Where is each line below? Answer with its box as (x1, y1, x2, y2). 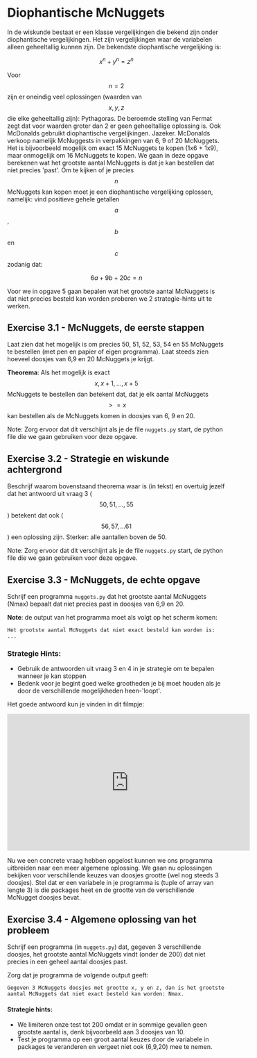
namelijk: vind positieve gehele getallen (7, 195, 120, 203)
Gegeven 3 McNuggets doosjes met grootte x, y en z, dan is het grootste (7, 984, 225, 991)
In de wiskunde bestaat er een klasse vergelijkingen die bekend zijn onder (7, 28, 219, 36)
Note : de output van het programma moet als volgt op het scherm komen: (7, 613, 218, 622)
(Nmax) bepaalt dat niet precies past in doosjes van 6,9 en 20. (7, 600, 185, 609)
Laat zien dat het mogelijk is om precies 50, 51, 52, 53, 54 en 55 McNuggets (7, 340, 224, 349)
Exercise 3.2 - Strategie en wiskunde (7, 453, 170, 465)
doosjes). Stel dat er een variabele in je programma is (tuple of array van (7, 879, 214, 887)
